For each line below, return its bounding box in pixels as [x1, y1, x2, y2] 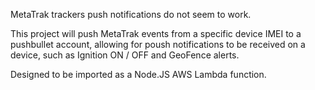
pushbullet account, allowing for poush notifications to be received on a [10, 39, 306, 50]
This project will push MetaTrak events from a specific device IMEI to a [10, 28, 302, 39]
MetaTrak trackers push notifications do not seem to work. [10, 9, 252, 20]
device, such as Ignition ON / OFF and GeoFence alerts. [10, 49, 240, 61]
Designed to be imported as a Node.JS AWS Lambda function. [10, 69, 267, 80]
